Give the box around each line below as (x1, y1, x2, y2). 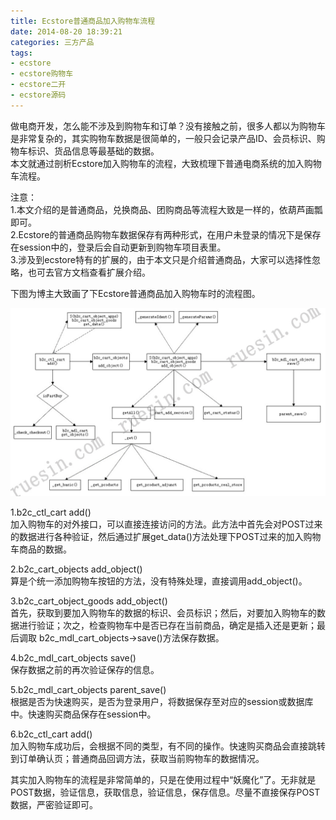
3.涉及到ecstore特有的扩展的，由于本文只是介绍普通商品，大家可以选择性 (10, 253, 312, 265)
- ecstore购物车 (10, 69, 74, 79)
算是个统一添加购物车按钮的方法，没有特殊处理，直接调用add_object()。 (10, 575, 308, 587)
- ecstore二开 (10, 80, 67, 90)
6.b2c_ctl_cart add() (10, 728, 93, 740)
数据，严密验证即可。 (10, 798, 98, 810)
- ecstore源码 (10, 90, 67, 100)
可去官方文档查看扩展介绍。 (36, 266, 151, 278)
